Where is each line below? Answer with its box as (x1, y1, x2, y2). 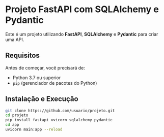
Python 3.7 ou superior (12, 75, 61, 81)
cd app (5, 122, 19, 127)
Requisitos (5, 51, 40, 60)
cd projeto (5, 113, 29, 118)
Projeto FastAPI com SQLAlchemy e (5, 4, 159, 15)
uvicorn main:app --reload (5, 127, 63, 132)
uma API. (5, 37, 24, 43)
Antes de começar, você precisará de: (5, 64, 86, 71)
